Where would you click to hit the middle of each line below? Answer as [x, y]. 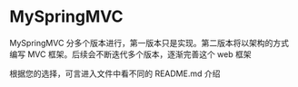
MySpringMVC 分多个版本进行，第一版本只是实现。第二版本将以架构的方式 [149, 43]
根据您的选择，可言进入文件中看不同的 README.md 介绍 [115, 73]
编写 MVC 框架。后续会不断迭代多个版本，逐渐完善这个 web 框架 [130, 54]
